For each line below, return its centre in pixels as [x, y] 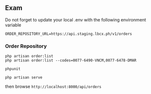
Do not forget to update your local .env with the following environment [76, 19]
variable [13, 25]
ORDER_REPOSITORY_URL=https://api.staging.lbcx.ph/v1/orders [69, 34]
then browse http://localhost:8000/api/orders [53, 87]
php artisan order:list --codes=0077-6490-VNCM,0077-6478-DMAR [71, 60]
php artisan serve [24, 77]
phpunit [13, 69]
